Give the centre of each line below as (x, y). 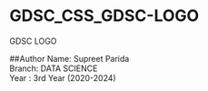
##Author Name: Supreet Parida (69, 58)
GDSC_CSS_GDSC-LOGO (104, 16)
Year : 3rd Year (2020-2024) (63, 77)
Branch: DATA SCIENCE (54, 68)
